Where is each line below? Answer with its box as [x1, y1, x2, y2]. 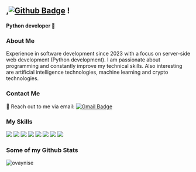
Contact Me [6, 90, 40, 98]
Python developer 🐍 [6, 22, 56, 29]
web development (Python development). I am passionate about [6, 56, 161, 63]
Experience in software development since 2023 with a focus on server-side [6, 50, 191, 57]
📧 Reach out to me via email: [6, 103, 75, 110]
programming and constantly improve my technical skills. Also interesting [6, 63, 183, 70]
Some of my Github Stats [6, 146, 78, 154]
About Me [6, 36, 35, 44]
